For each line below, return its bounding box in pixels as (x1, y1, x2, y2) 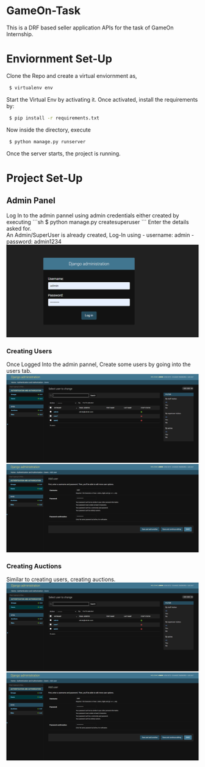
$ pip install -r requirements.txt (9, 114, 99, 121)
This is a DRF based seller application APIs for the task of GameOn (6, 24, 174, 31)
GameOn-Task (6, 4, 81, 18)
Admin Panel (6, 195, 56, 206)
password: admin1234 (6, 238, 62, 245)
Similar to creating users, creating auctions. (6, 575, 116, 583)
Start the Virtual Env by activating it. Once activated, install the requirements (6, 95, 198, 103)
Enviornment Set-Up (6, 52, 113, 66)
